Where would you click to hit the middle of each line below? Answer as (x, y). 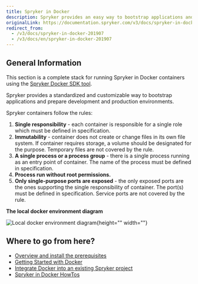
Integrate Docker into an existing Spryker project (74, 268)
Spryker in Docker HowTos (47, 274)
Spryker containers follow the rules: (49, 112)
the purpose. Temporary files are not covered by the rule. (84, 149)
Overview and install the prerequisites (61, 256)
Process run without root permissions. (62, 175)
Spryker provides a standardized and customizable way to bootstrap (89, 95)
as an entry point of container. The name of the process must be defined (103, 162)
